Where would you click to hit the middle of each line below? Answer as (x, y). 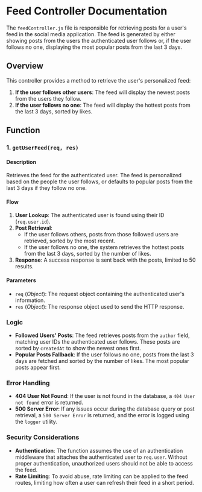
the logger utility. (36, 422)
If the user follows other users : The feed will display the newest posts (103, 92)
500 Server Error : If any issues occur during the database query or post (105, 409)
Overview (25, 66)
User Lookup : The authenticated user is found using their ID (90, 215)
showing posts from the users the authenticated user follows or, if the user (99, 40)
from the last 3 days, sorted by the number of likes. (88, 254)
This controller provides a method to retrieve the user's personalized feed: (99, 80)
